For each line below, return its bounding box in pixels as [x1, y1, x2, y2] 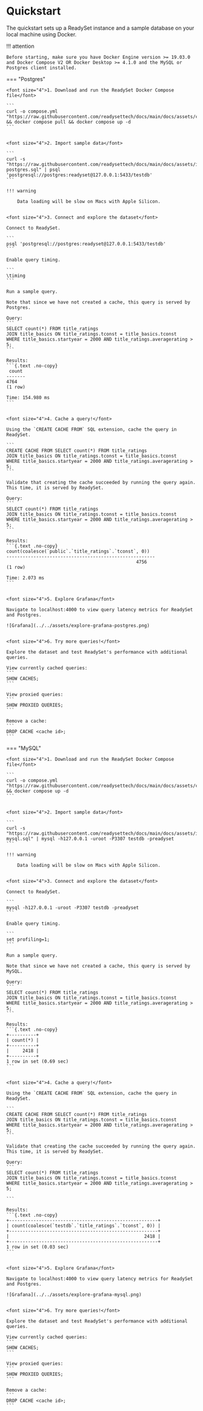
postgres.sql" [6, 167, 42, 173]
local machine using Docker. [6, 30, 77, 38]
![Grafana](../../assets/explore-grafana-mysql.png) [6, 1292, 142, 1298]
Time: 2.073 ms [6, 574, 45, 581]
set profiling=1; [6, 936, 50, 943]
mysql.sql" [6, 835, 34, 842]
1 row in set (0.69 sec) [6, 1058, 69, 1064]
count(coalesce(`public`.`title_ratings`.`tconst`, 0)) [6, 548, 150, 554]
